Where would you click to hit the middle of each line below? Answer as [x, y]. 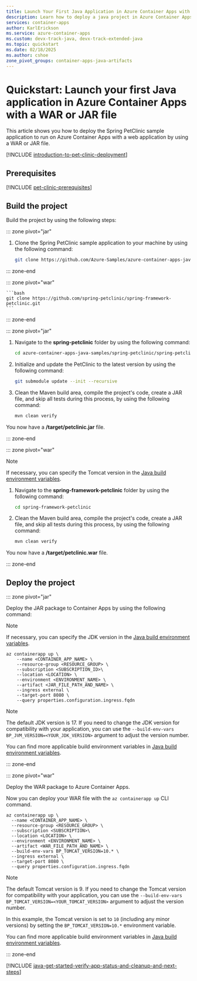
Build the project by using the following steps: [61, 220]
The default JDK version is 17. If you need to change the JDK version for [93, 723]
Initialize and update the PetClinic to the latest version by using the [95, 364]
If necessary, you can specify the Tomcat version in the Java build [86, 472]
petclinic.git [23, 303]
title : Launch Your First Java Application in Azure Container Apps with [98, 11]
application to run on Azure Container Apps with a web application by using [97, 137]
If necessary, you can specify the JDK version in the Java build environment [98, 637]
